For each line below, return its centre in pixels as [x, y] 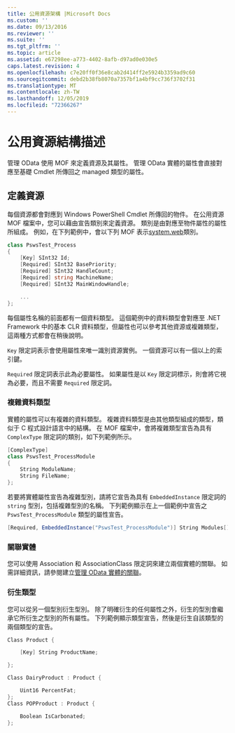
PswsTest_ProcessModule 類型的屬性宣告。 [67, 515]
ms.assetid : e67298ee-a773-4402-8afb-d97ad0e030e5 [83, 60]
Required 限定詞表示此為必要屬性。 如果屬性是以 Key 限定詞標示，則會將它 [114, 374]
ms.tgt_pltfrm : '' [34, 46]
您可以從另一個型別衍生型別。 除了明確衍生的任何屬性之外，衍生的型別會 [112, 609]
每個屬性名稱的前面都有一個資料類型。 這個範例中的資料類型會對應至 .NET [114, 317]
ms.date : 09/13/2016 [37, 27]
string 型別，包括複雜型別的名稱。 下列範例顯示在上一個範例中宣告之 [107, 506]
